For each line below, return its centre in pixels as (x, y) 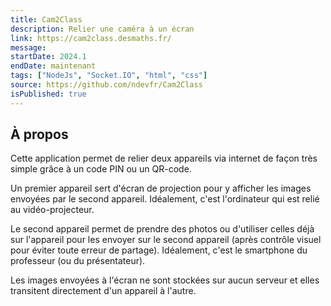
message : (28, 47)
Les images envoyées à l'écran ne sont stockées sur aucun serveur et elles (165, 280)
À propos (39, 134)
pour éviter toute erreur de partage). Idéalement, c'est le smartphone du (159, 250)
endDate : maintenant (53, 66)
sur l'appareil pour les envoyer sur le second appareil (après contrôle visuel (166, 240)
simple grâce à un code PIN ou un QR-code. (101, 169)
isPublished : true (48, 94)
